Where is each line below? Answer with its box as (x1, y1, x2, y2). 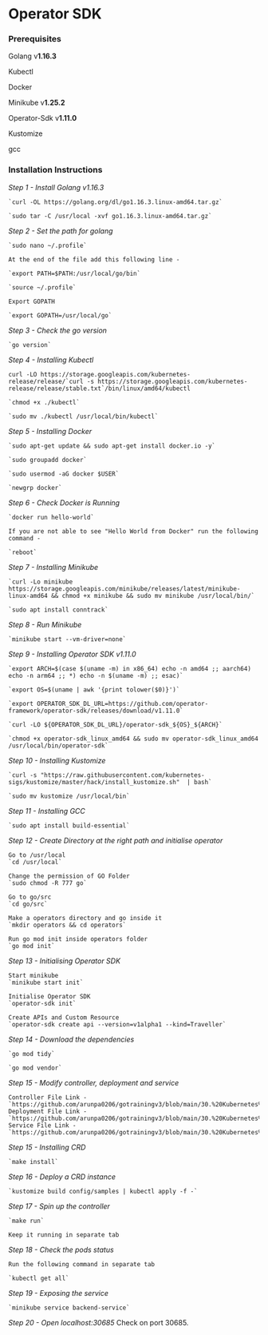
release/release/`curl (8, 377, 84, 385)
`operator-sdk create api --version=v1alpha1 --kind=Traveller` (8, 1020, 227, 1028)
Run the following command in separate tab (8, 1260, 156, 1268)
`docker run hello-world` (8, 513, 94, 521)
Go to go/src (8, 893, 52, 901)
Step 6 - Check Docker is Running (8, 497, 120, 508)
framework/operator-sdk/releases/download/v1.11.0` (8, 707, 183, 715)
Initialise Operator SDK (8, 992, 91, 1000)
